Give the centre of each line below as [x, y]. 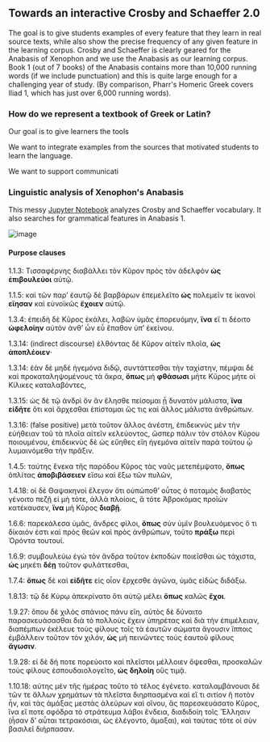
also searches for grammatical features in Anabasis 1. [97, 218]
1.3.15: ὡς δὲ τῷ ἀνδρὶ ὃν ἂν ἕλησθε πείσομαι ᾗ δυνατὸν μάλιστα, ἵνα [126, 400]
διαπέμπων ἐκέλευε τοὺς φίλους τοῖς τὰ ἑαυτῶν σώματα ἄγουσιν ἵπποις [130, 629]
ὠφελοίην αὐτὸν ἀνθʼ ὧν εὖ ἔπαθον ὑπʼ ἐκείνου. [91, 327]
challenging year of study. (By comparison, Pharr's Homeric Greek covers [131, 84]
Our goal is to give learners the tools [69, 132]
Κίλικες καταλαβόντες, [48, 385]
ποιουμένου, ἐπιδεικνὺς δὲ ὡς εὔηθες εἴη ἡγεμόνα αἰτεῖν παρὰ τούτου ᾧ [131, 442]
